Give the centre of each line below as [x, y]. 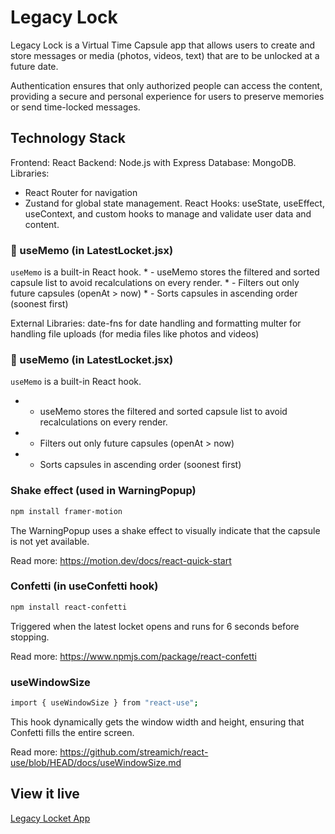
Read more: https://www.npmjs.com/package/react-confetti [133, 656]
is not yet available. [50, 541]
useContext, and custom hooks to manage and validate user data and [168, 213]
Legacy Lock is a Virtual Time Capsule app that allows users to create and [163, 45]
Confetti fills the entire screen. [72, 732]
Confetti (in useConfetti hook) [84, 586]
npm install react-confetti [69, 607]
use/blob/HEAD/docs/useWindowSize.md [96, 762]
